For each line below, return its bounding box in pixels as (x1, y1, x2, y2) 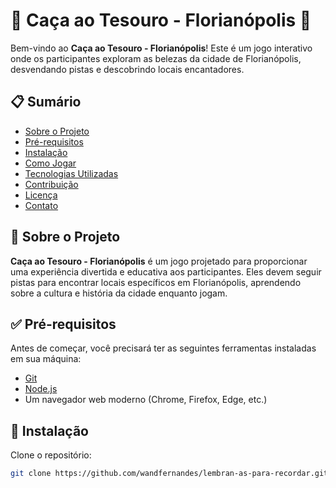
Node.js (24, 383, 58, 395)
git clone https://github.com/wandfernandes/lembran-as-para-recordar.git (10, 469, 329, 479)
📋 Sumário (10, 94, 82, 111)
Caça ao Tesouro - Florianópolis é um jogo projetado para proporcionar (10, 255, 308, 267)
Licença (24, 189, 58, 201)
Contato (24, 199, 59, 211)
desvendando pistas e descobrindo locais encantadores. (10, 63, 245, 75)
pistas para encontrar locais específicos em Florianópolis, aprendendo (10, 276, 302, 288)
